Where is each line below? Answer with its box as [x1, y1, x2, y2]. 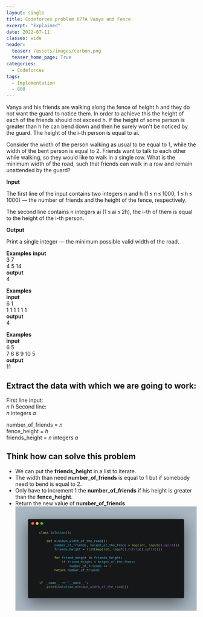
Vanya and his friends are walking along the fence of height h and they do [6, 103, 190, 111]
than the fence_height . [14, 493, 73, 500]
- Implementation [11, 80, 56, 86]
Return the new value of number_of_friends [14, 499, 126, 507]
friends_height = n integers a [6, 434, 79, 441]
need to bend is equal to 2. [14, 480, 82, 488]
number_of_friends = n [6, 421, 63, 428]
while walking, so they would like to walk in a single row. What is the [6, 154, 175, 161]
